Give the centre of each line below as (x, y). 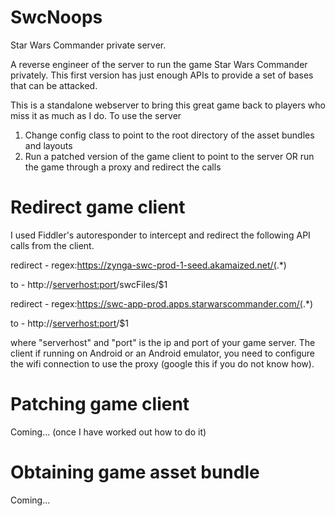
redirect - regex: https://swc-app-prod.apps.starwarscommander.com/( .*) (162, 303)
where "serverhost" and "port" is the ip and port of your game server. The (163, 342)
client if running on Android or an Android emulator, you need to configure (163, 353)
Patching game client (100, 404)
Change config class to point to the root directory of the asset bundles (169, 135)
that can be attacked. (54, 85)
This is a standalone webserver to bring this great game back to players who (168, 105)
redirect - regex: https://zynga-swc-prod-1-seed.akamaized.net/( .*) (148, 265)
